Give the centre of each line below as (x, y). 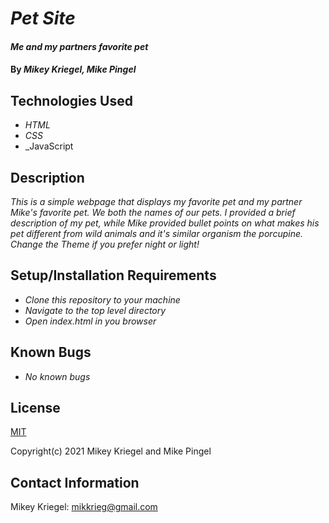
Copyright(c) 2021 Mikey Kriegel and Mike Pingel (111, 451)
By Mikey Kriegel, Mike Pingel (73, 69)
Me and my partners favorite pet (79, 46)
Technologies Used (71, 100)
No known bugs (57, 376)
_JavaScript (49, 146)
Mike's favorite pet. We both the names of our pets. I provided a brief (153, 212)
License (35, 408)
